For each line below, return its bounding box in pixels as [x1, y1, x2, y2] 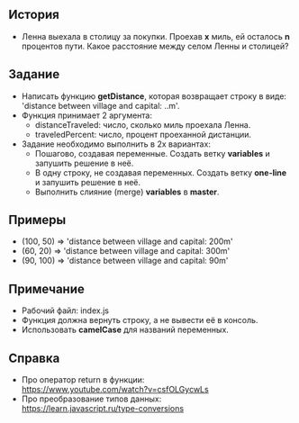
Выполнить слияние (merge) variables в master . [34, 186, 220, 197]
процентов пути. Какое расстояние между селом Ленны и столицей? [21, 40, 289, 51]
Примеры [8, 212, 67, 228]
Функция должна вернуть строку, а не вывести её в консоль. [21, 315, 258, 326]
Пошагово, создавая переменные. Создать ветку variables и [34, 148, 271, 158]
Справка [8, 350, 60, 365]
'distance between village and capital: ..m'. [21, 100, 180, 111]
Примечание [8, 281, 85, 296]
